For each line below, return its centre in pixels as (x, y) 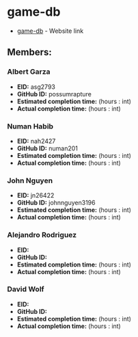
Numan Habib (30, 126)
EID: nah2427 (36, 141)
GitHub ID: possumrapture (54, 94)
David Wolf (26, 289)
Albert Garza (29, 72)
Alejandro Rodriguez (42, 235)
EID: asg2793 (36, 87)
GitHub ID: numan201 (47, 148)
